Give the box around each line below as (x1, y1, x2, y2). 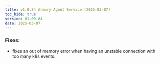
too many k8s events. (12, 53, 56, 59)
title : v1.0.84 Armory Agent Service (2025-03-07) (5, 7, 111, 12)
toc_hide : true (5, 12, 36, 17)
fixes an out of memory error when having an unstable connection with (12, 48, 156, 54)
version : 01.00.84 (5, 16, 43, 21)
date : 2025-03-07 (5, 21, 41, 26)
